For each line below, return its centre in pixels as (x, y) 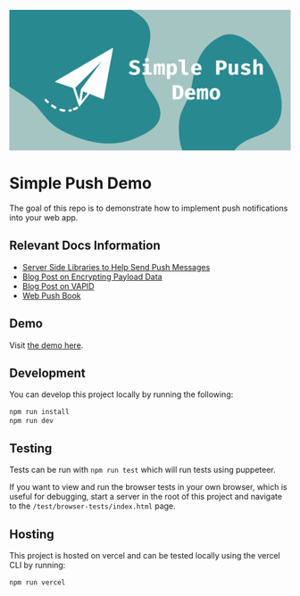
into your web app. (44, 217)
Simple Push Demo (80, 183)
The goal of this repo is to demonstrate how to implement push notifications (149, 208)
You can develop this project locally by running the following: (121, 394)
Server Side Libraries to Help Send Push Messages (116, 267)
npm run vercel (37, 583)
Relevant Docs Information (85, 246)
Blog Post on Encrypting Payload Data (92, 277)
